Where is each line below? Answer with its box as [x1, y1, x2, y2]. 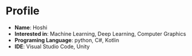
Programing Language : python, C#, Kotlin [14, 36, 120, 43]
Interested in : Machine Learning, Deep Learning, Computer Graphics [14, 30, 187, 37]
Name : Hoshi [14, 24, 48, 31]
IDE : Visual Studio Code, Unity [14, 43, 90, 50]
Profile [5, 4, 40, 18]
